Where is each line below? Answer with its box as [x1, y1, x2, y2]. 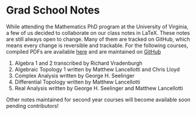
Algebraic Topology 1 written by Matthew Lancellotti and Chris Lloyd [14, 65, 180, 73]
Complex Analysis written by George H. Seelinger [14, 72, 135, 79]
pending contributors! [6, 102, 59, 109]
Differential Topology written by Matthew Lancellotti [14, 78, 140, 86]
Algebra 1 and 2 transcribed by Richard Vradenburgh [14, 60, 143, 67]
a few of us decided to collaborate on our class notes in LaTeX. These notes [6, 29, 190, 36]
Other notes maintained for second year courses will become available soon [6, 96, 191, 103]
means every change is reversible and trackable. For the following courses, [6, 42, 188, 49]
